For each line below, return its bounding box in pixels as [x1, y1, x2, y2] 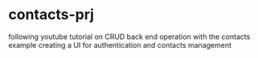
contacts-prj [8, 6, 95, 24]
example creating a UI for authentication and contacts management [8, 40, 231, 49]
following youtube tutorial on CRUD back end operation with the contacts [8, 32, 251, 41]
